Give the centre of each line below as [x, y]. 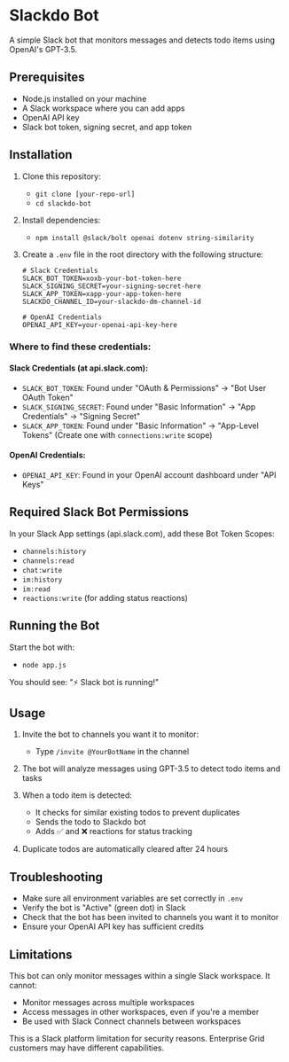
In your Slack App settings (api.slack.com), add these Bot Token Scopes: [142, 534]
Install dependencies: [61, 220]
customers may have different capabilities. [87, 1048]
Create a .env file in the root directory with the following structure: [143, 254]
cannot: [23, 985]
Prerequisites [47, 78]
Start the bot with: [42, 647]
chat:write [42, 570]
